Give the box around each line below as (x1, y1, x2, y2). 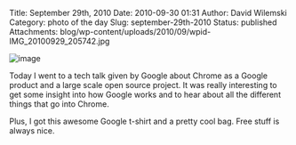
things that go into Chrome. (9, 99, 109, 109)
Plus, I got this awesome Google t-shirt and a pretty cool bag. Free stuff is (9, 116, 280, 126)
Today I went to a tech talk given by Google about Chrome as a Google (9, 70, 268, 81)
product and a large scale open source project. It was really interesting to (9, 80, 277, 90)
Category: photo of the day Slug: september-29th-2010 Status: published (9, 17, 277, 28)
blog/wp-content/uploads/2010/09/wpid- (60, 27, 212, 36)
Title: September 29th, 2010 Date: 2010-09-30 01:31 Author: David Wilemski (9, 8, 287, 18)
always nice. (9, 125, 55, 136)
